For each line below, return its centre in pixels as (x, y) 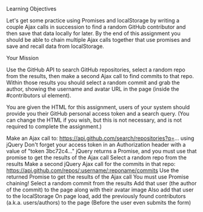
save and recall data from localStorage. (55, 46)
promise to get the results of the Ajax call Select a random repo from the (96, 157)
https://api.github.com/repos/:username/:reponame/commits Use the (93, 170)
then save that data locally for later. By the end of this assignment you (93, 33)
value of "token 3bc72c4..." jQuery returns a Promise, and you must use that (101, 151)
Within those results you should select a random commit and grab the (93, 82)
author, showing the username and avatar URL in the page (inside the (93, 89)
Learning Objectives (31, 9)
